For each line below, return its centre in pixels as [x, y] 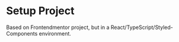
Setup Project [41, 11]
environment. [55, 33]
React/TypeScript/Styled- [142, 27]
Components [22, 33]
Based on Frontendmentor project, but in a [58, 27]
